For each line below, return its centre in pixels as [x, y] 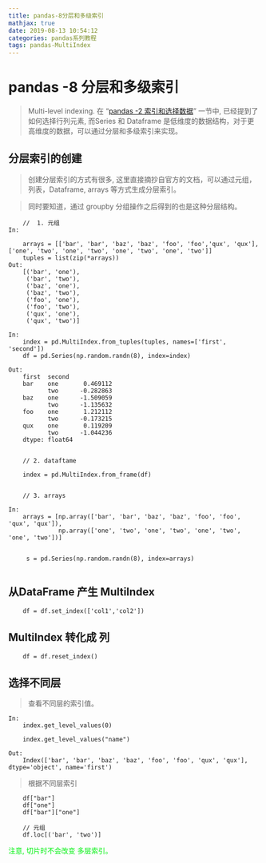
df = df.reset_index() [60, 656]
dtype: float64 [48, 439]
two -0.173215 [80, 419]
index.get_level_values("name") [76, 740]
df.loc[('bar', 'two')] [62, 835]
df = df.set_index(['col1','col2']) [84, 611]
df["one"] [39, 805]
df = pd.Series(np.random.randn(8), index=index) [107, 356]
